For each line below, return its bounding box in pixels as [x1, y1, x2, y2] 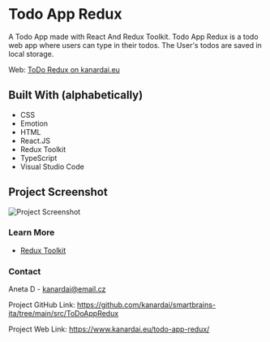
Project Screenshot [8, 185, 108, 199]
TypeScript [19, 153, 58, 162]
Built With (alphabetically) [8, 89, 144, 102]
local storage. [8, 49, 54, 58]
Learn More [8, 227, 55, 238]
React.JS [19, 136, 51, 145]
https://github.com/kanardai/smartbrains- [76, 300, 216, 310]
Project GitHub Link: [8, 300, 75, 310]
